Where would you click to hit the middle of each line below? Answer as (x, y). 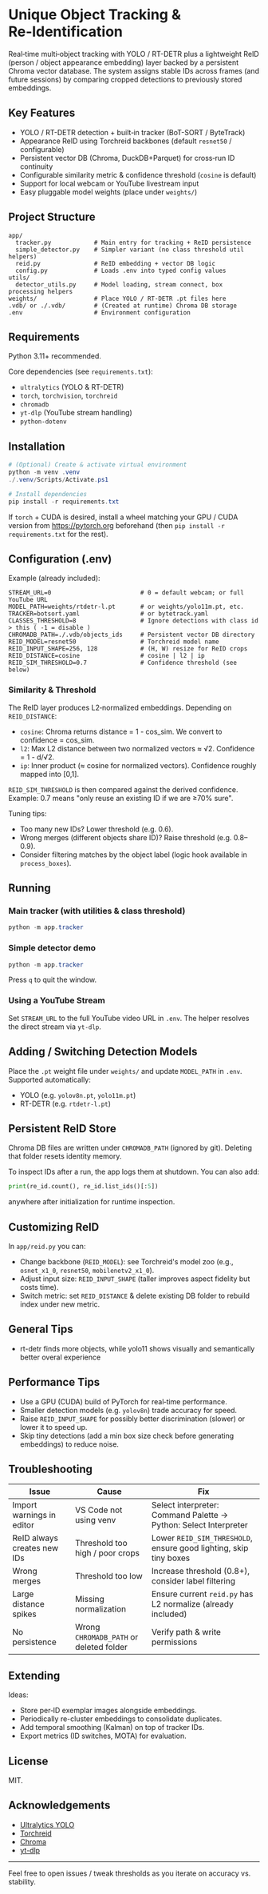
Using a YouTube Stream (57, 1000)
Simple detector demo (52, 948)
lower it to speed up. (53, 1427)
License (28, 1761)
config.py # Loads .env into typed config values (121, 270)
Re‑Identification (66, 32)
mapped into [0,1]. (49, 774)
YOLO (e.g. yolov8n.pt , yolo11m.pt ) (78, 1095)
